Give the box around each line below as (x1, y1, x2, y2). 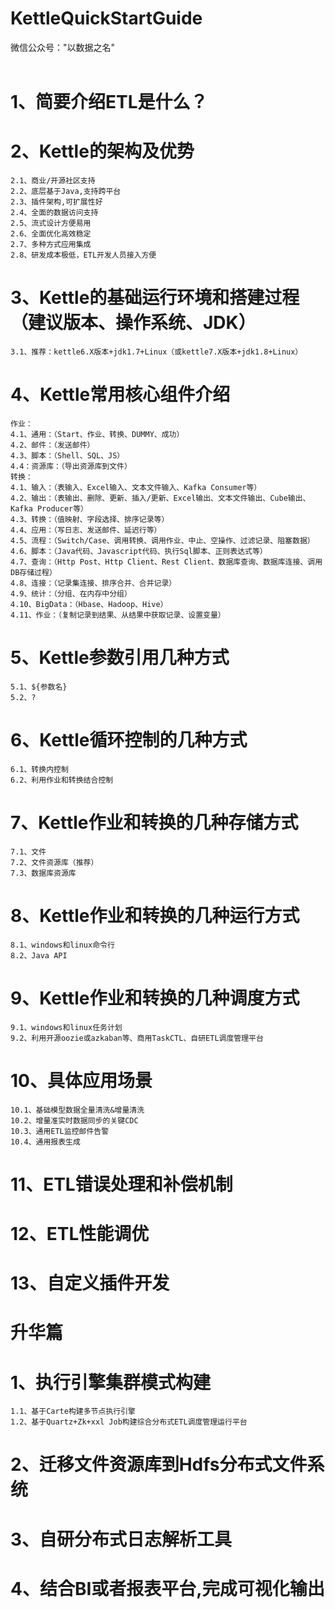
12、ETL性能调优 (10, 1222, 150, 1245)
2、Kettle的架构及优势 (10, 140, 195, 163)
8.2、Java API (10, 950, 68, 961)
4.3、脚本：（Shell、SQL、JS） (10, 450, 125, 461)
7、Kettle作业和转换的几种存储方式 (10, 812, 299, 834)
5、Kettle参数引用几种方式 (10, 647, 230, 669)
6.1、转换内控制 (10, 764, 69, 774)
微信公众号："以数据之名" (10, 41, 116, 53)
